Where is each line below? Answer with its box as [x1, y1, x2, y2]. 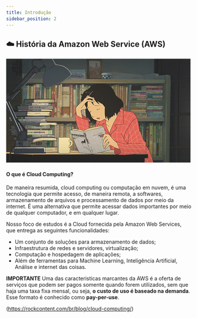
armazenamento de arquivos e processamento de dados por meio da [6, 196, 174, 203]
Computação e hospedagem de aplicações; [14, 251, 121, 258]
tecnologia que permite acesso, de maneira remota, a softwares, [6, 190, 163, 197]
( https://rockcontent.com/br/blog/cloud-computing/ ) [6, 305, 134, 312]
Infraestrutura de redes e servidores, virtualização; [14, 244, 139, 251]
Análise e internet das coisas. [14, 263, 87, 270]
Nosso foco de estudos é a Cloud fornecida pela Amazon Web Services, [6, 220, 182, 228]
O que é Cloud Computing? [6, 171, 74, 178]
